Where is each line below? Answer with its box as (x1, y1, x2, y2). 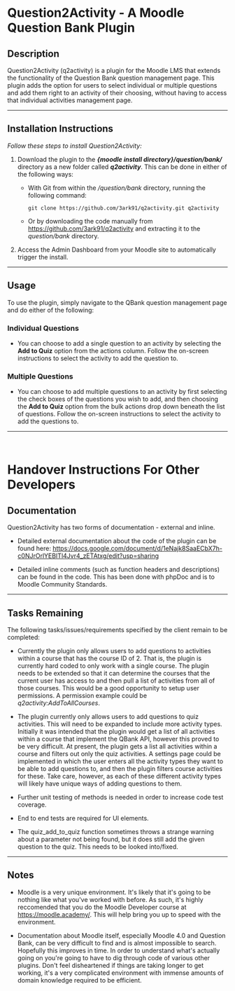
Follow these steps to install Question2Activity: (7, 142, 142, 150)
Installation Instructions (7, 123, 114, 135)
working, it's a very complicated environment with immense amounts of (17, 969, 224, 977)
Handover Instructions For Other (7, 462, 200, 478)
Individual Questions (7, 323, 79, 333)
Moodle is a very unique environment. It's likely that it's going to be (17, 888, 211, 896)
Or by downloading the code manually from (27, 217, 153, 225)
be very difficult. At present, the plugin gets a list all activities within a (17, 742, 218, 751)
